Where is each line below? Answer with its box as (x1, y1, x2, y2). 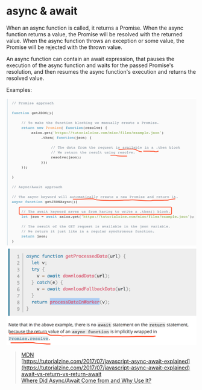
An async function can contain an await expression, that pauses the (6, 55, 175, 62)
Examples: (6, 86, 32, 93)
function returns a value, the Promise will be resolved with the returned (6, 30, 183, 37)
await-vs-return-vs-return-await (21, 370, 102, 377)
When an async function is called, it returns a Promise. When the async (6, 24, 184, 31)
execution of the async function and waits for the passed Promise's (6, 62, 174, 69)
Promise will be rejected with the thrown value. (6, 44, 122, 51)
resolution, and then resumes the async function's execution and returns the (6, 68, 196, 75)
